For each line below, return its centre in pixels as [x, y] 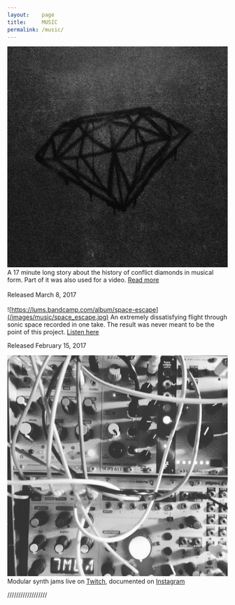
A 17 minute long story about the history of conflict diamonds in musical [111, 273]
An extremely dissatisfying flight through [169, 317]
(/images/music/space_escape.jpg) [58, 317]
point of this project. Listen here [53, 332]
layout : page [31, 15]
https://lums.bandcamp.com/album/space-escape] [85, 310]
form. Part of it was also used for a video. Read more [83, 280]
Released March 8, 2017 [42, 295]
